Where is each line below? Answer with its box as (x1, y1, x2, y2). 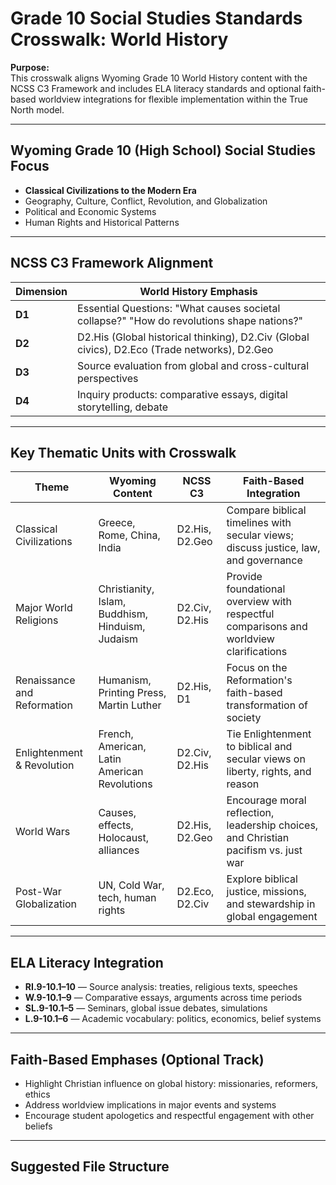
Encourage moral (226, 793, 307, 807)
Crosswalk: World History (10, 28, 229, 51)
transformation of (226, 698, 308, 712)
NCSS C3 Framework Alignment (10, 255, 214, 272)
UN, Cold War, (98, 878, 165, 892)
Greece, (98, 516, 136, 530)
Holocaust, (98, 831, 150, 845)
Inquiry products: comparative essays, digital (77, 387, 288, 401)
